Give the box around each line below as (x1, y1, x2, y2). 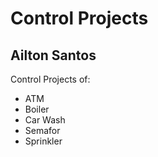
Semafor (24, 125, 61, 136)
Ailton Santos (10, 47, 97, 64)
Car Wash (24, 114, 66, 126)
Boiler (24, 103, 50, 115)
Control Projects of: (10, 73, 91, 85)
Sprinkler (24, 135, 63, 147)
